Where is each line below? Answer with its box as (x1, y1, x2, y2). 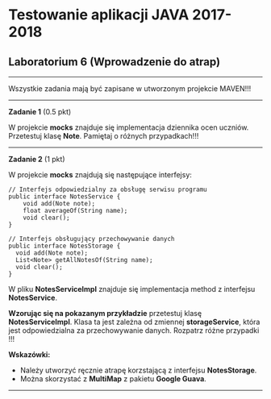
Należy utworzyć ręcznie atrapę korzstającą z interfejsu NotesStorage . (19, 365, 257, 375)
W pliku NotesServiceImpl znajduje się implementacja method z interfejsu (8, 285, 256, 293)
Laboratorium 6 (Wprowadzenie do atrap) (8, 55, 220, 69)
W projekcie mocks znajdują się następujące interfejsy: (8, 170, 192, 179)
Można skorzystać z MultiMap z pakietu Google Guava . (19, 374, 207, 384)
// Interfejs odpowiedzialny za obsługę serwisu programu (8, 185, 207, 193)
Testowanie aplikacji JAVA (8, 6, 190, 24)
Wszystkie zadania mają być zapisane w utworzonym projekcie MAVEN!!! (8, 84, 252, 94)
